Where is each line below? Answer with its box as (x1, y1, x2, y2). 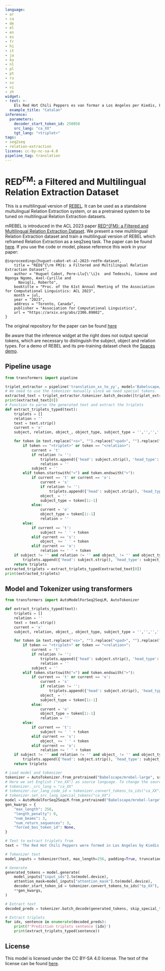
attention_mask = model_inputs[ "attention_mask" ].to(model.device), (14, 879, 153, 884)
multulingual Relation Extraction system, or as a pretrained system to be (5, 208, 151, 214)
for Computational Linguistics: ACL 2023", (5, 288, 96, 294)
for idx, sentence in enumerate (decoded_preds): (5, 919, 107, 924)
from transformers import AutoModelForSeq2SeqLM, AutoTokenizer (5, 597, 139, 603)
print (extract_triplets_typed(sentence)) (14, 929, 100, 934)
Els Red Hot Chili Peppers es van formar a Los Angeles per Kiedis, (14, 103, 157, 108)
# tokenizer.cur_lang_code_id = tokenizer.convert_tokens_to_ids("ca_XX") (5, 788, 162, 793)
